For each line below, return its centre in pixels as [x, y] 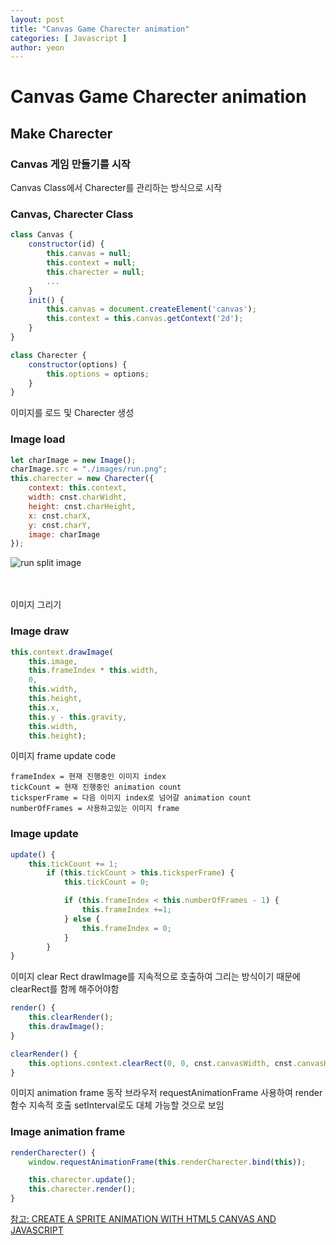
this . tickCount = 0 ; [106, 882]
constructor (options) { [78, 364]
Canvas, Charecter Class [72, 214]
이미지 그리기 [36, 605]
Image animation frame [68, 1132]
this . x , [44, 707]
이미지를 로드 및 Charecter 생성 [72, 413]
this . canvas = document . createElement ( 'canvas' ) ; [151, 309]
